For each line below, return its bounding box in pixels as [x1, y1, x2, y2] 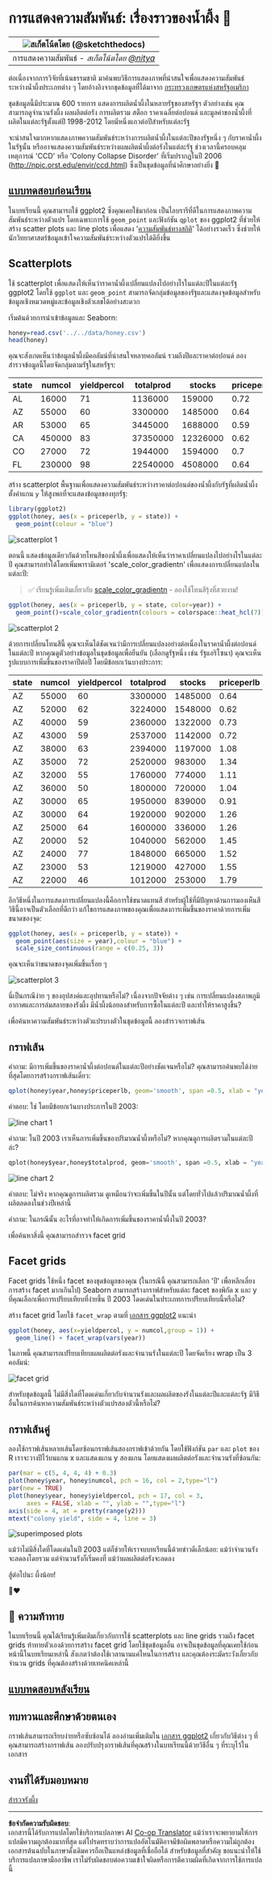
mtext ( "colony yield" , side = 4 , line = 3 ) [8, 1514, 157, 1522]
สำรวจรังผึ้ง [8, 1795, 39, 1805]
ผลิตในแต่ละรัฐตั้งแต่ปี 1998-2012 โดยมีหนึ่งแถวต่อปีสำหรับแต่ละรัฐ [8, 116, 190, 126]
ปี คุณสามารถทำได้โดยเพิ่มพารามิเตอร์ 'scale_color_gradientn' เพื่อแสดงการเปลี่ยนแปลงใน [8, 559, 260, 569]
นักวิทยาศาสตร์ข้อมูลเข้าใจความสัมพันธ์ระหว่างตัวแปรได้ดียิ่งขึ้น [8, 232, 171, 243]
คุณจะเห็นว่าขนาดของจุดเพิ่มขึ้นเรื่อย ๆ [8, 959, 107, 969]
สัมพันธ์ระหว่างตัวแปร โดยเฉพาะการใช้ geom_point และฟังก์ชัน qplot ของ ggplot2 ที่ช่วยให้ [8, 214, 261, 224]
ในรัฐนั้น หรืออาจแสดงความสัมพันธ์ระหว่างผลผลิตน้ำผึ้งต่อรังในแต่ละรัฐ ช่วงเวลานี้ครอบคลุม [8, 142, 246, 151]
